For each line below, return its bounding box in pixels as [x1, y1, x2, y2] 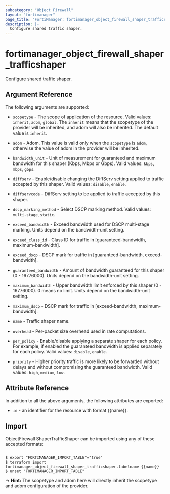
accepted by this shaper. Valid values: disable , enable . [12, 181, 126, 187]
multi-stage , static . [12, 211, 56, 217]
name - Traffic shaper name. [12, 318, 70, 324]
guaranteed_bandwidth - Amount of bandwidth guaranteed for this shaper [12, 267, 164, 273]
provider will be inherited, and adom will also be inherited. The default [12, 124, 158, 130]
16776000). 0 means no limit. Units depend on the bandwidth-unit [12, 287, 150, 293]
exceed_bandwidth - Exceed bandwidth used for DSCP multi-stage [12, 221, 150, 227]
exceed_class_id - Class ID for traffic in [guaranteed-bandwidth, [12, 237, 147, 243]
